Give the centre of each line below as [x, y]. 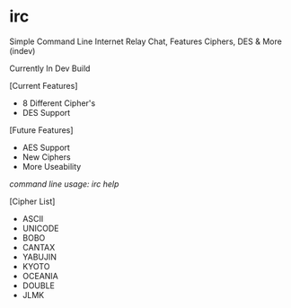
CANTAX [39, 247]
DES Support [46, 112]
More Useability [52, 166]
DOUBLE [39, 286]
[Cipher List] [32, 201]
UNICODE [40, 228]
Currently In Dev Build [50, 68]
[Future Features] [41, 130]
